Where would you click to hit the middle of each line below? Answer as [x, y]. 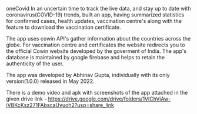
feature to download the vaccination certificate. [64, 27]
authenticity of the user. [35, 63]
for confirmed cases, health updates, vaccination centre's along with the [94, 21]
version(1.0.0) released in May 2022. [50, 81]
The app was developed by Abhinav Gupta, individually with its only [88, 75]
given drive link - [26, 99]
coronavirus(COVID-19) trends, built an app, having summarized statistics [95, 15]
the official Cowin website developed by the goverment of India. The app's [96, 51]
